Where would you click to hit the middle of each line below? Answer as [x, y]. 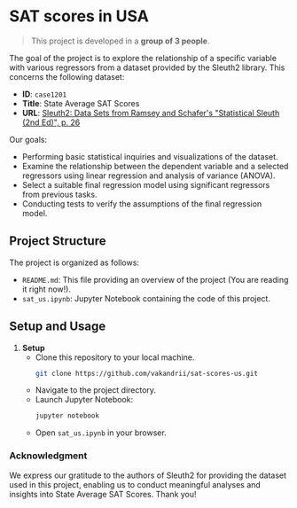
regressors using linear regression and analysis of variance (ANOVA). [148, 176]
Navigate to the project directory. [96, 390]
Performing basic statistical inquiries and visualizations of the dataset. [150, 156]
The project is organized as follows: [74, 262]
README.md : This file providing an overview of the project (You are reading [155, 279]
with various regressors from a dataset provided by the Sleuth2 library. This [147, 67]
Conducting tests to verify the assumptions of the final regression [142, 203]
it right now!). [46, 289]
